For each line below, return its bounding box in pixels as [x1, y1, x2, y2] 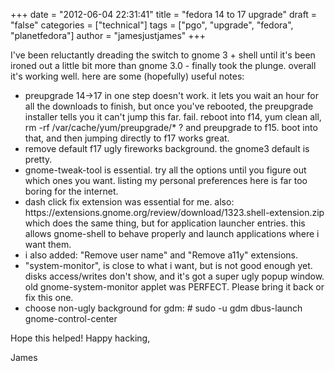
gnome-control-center [24, 313, 118, 324]
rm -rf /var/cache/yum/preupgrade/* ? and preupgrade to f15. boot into [24, 122, 318, 133]
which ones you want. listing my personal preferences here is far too [24, 175, 308, 186]
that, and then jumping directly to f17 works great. [24, 132, 230, 144]
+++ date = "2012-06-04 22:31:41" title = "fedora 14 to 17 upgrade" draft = [10, 9, 318, 20]
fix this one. [24, 292, 74, 303]
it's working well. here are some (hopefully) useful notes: [10, 70, 245, 82]
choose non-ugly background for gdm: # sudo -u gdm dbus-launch [24, 302, 303, 314]
